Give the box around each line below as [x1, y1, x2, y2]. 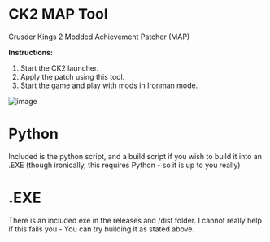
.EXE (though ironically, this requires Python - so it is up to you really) [8, 160, 241, 170]
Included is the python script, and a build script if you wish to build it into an [8, 151, 263, 161]
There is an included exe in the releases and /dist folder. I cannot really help [8, 215, 263, 225]
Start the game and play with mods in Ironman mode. [20, 80, 198, 90]
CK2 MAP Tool [8, 5, 108, 24]
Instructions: [8, 47, 54, 57]
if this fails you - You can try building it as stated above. [8, 224, 195, 234]
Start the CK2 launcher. [20, 63, 99, 73]
